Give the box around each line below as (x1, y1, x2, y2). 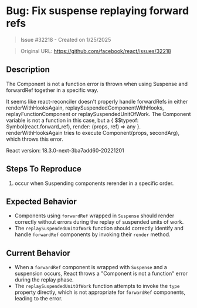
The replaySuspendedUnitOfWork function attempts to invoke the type (14, 283, 180, 290)
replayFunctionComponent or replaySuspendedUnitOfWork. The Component (6, 110, 191, 117)
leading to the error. (14, 295, 63, 302)
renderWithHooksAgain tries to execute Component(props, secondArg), (6, 129, 180, 136)
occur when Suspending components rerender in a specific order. (14, 180, 174, 187)
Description (6, 65, 50, 75)
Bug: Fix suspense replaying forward (6, 4, 189, 18)
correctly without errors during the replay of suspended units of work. (14, 218, 184, 226)
